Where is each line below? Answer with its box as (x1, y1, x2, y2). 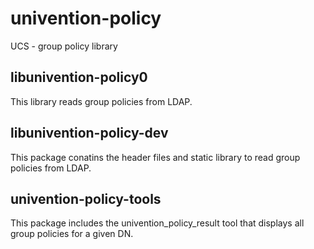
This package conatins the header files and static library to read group (10, 151, 301, 163)
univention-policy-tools (10, 190, 162, 207)
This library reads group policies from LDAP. (10, 95, 193, 107)
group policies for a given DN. (10, 228, 134, 240)
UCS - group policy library (10, 40, 118, 52)
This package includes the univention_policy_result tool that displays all (10, 217, 305, 229)
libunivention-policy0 (10, 69, 148, 86)
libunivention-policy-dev (10, 125, 169, 142)
